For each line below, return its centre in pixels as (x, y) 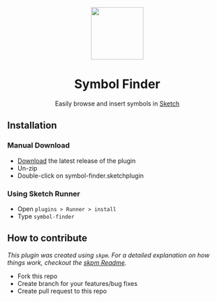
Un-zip (27, 168)
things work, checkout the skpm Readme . (67, 262)
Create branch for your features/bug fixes (77, 283)
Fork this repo (37, 276)
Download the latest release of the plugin (76, 161)
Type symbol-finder (46, 216)
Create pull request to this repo (62, 291)
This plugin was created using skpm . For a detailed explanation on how (108, 255)
